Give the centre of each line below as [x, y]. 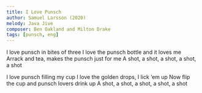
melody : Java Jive [30, 23]
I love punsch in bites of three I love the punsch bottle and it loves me [94, 52]
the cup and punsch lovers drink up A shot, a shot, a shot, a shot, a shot [97, 84]
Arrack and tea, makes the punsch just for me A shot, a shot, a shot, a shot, [101, 59]
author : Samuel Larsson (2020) [46, 18]
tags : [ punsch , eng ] [33, 35]
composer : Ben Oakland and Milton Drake [59, 29]
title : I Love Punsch [34, 12]
